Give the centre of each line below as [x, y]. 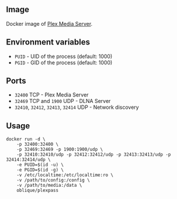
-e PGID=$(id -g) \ [40, 170]
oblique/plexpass [38, 191]
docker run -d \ [26, 139]
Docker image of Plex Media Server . [49, 23]
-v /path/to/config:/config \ [53, 180]
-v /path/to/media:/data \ [49, 186]
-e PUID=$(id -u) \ [40, 165]
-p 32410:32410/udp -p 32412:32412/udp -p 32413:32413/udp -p [94, 155]
